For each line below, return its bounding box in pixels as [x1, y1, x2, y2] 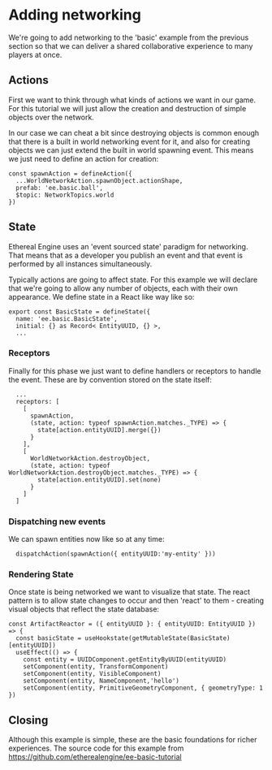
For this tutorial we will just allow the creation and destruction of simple [8, 103, 247, 113]
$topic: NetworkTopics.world [15, 191, 114, 199]
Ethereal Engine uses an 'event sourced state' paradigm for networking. [8, 241, 248, 251]
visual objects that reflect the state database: [8, 604, 160, 614]
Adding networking [8, 6, 142, 24]
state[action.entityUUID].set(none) [37, 475, 162, 484]
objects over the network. [8, 112, 95, 122]
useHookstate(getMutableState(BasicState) [84, 634, 231, 642]
